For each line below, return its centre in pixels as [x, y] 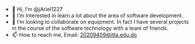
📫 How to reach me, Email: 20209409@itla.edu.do [74, 35]
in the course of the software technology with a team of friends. [90, 28]
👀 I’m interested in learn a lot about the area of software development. [97, 15]
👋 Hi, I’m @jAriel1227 [37, 9]
